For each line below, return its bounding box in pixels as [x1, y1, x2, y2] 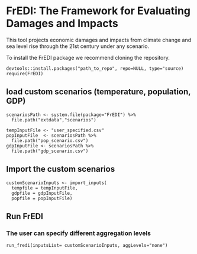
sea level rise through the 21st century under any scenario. [6, 43, 150, 50]
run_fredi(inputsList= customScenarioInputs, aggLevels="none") [6, 243, 168, 249]
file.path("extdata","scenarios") [11, 117, 96, 123]
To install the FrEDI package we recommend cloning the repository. [6, 54, 170, 61]
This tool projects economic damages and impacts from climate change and [6, 36, 192, 43]
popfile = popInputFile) [11, 195, 73, 201]
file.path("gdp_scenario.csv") [11, 148, 89, 154]
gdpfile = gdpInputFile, [11, 190, 73, 196]
